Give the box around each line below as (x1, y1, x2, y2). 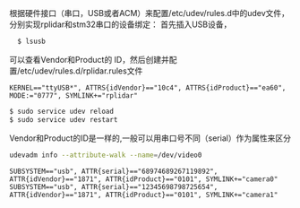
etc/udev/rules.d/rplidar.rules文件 (20, 65, 143, 76)
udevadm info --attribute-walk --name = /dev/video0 (9, 151, 202, 160)
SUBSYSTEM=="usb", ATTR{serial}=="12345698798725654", (9, 182, 219, 191)
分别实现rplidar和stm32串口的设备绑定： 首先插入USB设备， (9, 19, 232, 30)
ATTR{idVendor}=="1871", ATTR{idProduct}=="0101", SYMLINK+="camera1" (9, 190, 279, 199)
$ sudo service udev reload (9, 107, 115, 116)
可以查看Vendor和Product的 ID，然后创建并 (9, 54, 170, 65)
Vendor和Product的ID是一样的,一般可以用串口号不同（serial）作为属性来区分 (9, 133, 291, 143)
